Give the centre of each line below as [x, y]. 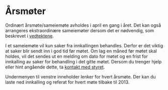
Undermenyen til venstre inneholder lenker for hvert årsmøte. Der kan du [80, 76]
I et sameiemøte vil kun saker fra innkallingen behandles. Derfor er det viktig [84, 45]
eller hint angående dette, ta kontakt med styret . [55, 67]
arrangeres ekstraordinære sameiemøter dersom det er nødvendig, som [80, 30]
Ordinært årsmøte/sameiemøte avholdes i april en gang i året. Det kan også [83, 25]
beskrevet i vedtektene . [30, 36]
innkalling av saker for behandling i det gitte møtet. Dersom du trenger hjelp [83, 61]
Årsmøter [26, 11]
